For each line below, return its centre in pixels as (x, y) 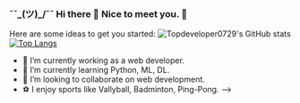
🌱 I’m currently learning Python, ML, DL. (96, 70)
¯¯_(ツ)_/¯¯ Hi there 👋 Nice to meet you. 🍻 (99, 13)
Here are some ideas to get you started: (83, 34)
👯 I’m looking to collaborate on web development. (114, 79)
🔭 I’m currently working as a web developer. (103, 60)
